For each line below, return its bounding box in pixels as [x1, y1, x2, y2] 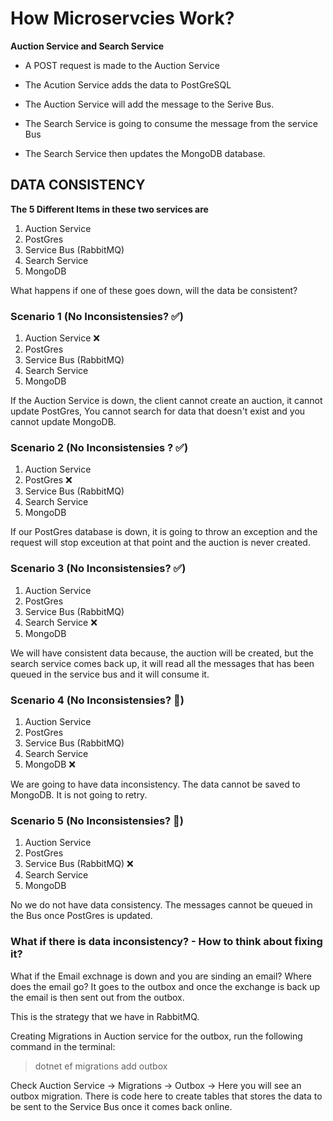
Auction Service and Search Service [10, 40, 165, 52]
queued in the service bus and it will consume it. [10, 668, 210, 680]
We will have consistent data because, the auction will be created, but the [10, 647, 314, 659]
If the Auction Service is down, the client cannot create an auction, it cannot [10, 395, 323, 407]
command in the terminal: [10, 1040, 116, 1052]
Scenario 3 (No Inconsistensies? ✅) [10, 562, 187, 576]
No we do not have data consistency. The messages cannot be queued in [10, 899, 313, 911]
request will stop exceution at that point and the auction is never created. [10, 537, 311, 549]
